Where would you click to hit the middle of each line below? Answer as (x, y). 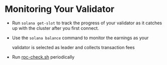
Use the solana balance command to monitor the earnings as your (80, 38)
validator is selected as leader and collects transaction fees (73, 47)
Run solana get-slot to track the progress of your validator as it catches (87, 23)
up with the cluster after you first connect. (55, 28)
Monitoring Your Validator (60, 9)
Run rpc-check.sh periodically (43, 57)
